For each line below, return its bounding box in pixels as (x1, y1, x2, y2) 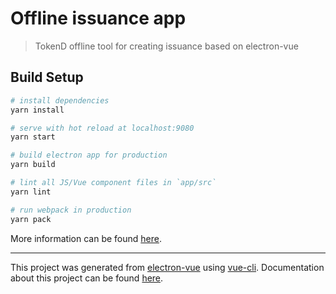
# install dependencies (10, 95, 110, 106)
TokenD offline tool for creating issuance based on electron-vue (34, 40, 299, 52)
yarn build (10, 160, 56, 170)
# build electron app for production (10, 150, 168, 161)
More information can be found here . (10, 232, 162, 244)
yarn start (10, 132, 56, 142)
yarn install (10, 105, 65, 115)
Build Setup (10, 69, 84, 86)
